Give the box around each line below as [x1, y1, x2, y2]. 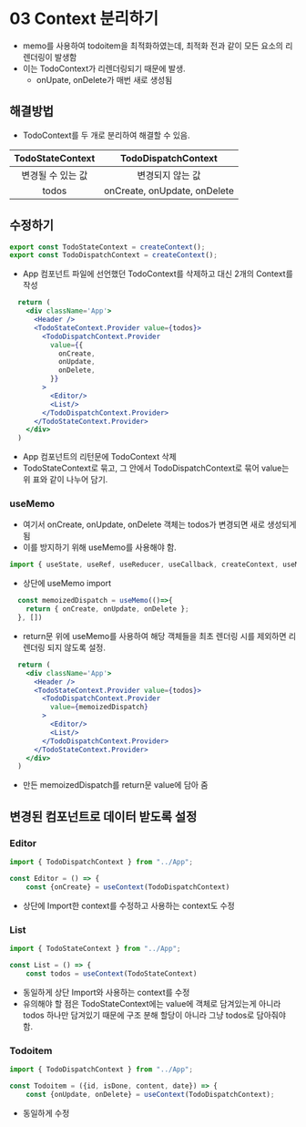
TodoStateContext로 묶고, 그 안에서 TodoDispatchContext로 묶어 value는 [22, 462, 290, 474]
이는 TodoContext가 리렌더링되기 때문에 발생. [22, 63, 186, 74]
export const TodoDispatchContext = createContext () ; [9, 251, 219, 260]
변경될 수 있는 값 [21, 169, 88, 181]
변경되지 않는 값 [137, 169, 201, 181]
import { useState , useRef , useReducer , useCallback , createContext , [9, 560, 280, 570]
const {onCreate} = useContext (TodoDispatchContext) [25, 882, 230, 892]
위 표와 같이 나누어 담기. [22, 474, 108, 485]
